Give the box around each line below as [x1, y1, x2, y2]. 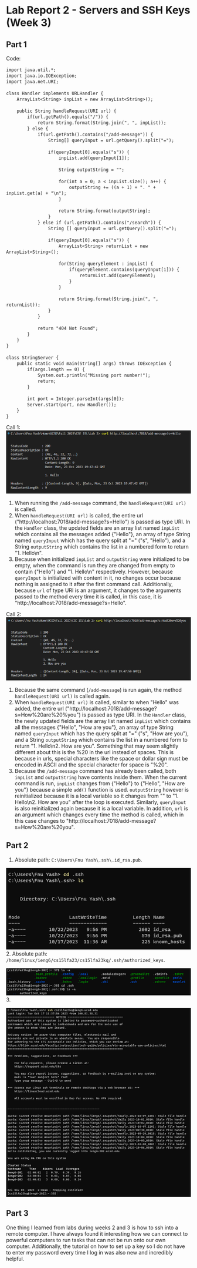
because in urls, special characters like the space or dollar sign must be [14, 755, 189, 762]
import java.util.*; [6, 67, 57, 73]
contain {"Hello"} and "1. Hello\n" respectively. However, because [14, 568, 173, 576]
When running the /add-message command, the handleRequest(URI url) [14, 500, 186, 507]
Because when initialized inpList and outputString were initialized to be [14, 556, 189, 563]
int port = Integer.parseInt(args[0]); [27, 396, 125, 402]
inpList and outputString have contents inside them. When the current [14, 773, 187, 781]
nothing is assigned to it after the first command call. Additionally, [14, 581, 173, 588]
